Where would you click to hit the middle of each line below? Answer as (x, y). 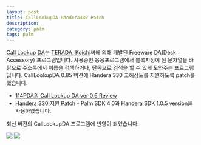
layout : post (23, 12)
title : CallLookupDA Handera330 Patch (55, 18)
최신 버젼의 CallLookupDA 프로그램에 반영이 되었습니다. (73, 124)
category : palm (26, 29)
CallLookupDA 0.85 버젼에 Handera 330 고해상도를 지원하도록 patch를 (110, 75)
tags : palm (20, 35)
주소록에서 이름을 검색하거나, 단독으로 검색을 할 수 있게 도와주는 (97, 68)
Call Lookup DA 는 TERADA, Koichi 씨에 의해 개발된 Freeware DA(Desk (91, 53)
